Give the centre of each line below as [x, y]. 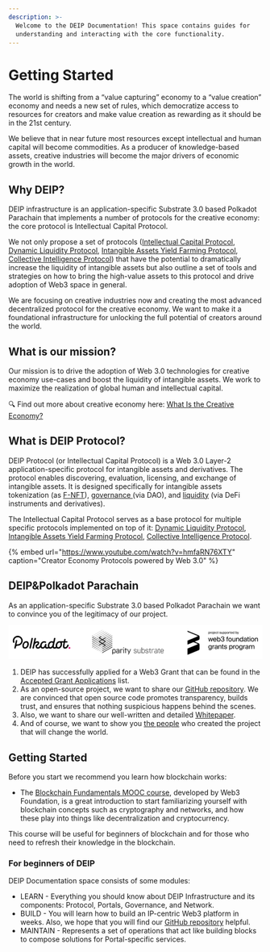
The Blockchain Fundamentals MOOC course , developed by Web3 [130, 793]
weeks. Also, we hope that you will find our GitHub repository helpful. [135, 922]
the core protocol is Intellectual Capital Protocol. [88, 227]
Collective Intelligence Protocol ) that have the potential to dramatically [125, 259]
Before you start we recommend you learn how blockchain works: [118, 777]
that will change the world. [64, 732]
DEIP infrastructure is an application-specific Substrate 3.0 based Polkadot [133, 209]
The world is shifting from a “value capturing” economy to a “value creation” [135, 98]
